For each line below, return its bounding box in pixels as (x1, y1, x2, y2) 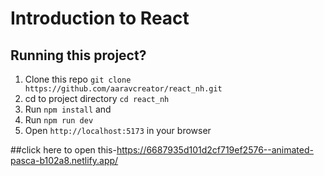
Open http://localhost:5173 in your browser (24, 125, 212, 136)
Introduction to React (10, 7, 190, 30)
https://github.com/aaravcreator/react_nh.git (24, 84, 223, 94)
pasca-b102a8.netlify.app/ (10, 155, 119, 166)
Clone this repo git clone (24, 73, 132, 85)
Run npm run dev (24, 114, 94, 126)
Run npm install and (24, 103, 112, 115)
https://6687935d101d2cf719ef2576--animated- (116, 144, 314, 156)
